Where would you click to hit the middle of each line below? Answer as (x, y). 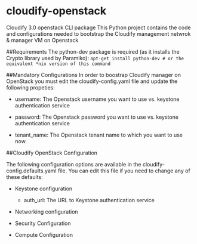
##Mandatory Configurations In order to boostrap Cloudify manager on (93, 75)
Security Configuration (43, 223)
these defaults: (24, 177)
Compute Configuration (44, 234)
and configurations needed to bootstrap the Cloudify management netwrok (98, 33)
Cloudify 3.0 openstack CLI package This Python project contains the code (98, 27)
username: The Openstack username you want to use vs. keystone (97, 99)
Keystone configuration (44, 189)
